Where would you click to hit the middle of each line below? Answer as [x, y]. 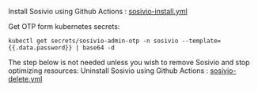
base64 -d [99, 48]
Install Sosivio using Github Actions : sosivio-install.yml [98, 11]
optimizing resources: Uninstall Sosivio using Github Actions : [108, 71]
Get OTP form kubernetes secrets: [64, 26]
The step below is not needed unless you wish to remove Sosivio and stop [129, 62]
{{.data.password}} [40, 48]
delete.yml [25, 79]
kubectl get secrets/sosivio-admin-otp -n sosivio [93, 41]
